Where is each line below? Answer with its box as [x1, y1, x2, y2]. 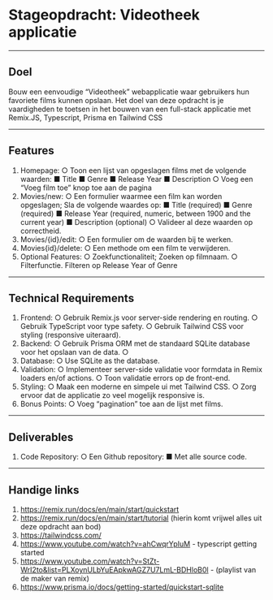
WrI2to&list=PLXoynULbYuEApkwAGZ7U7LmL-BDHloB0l [19, 565, 209, 574]
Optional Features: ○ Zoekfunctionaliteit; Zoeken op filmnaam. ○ [19, 252, 238, 261]
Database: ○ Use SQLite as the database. [19, 356, 160, 366]
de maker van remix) [19, 574, 89, 583]
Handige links [8, 483, 80, 497]
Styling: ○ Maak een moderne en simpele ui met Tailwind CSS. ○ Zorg [19, 382, 257, 391]
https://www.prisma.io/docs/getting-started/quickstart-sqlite [19, 582, 224, 592]
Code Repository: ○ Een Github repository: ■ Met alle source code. [19, 452, 248, 462]
